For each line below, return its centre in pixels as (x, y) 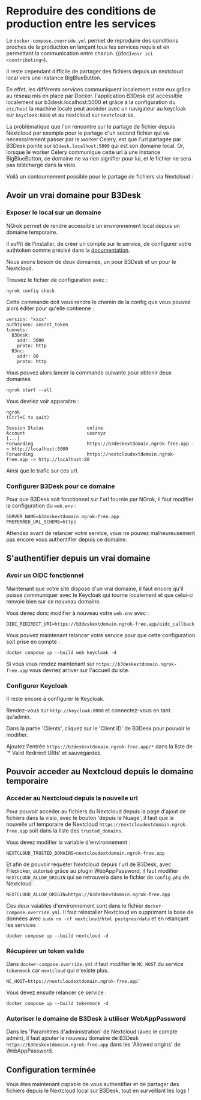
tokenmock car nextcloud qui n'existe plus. (58, 970)
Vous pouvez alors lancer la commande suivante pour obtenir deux (89, 372)
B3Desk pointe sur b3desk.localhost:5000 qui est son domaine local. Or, (95, 145)
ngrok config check (31, 291)
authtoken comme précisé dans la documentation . (68, 250)
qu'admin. (19, 717)
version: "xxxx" (26, 319)
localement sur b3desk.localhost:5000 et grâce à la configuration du (91, 102)
